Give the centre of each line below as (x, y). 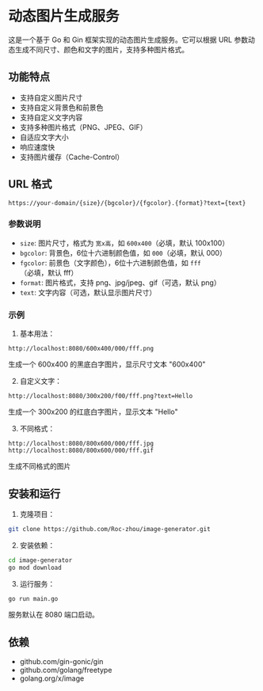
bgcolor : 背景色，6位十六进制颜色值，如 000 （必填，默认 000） (123, 252)
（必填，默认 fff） (49, 272)
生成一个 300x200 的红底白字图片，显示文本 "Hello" (93, 412)
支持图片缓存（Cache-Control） (72, 157)
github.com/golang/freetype (66, 670)
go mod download (35, 568)
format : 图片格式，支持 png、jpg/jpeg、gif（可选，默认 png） (120, 283)
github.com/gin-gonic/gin (61, 662)
